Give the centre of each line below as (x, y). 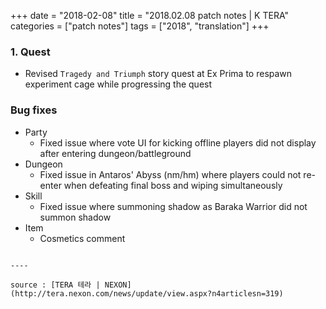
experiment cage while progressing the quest (118, 84)
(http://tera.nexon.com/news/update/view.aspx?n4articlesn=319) (147, 293)
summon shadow (75, 217)
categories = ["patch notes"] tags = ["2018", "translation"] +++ (140, 26)
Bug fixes (34, 110)
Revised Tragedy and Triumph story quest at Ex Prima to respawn (158, 74)
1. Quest (30, 52)
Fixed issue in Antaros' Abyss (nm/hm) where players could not (170, 174)
